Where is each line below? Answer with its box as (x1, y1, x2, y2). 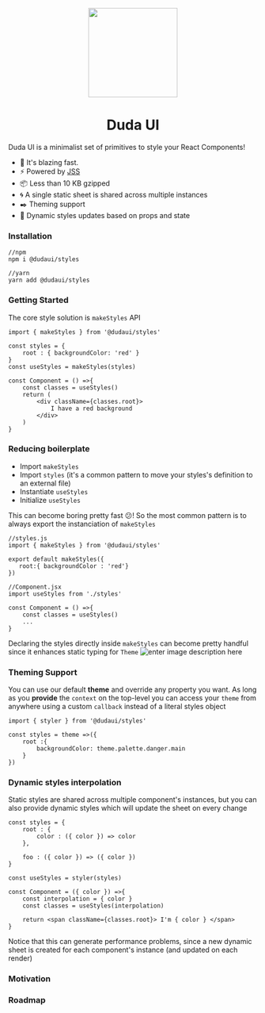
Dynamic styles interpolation (8, 777, 122, 789)
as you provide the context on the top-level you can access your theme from (8, 693, 257, 703)
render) (8, 954, 33, 963)
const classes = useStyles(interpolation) (22, 902, 165, 910)
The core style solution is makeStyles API (8, 313, 141, 322)
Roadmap (8, 995, 46, 1006)
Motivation (8, 973, 51, 984)
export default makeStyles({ (8, 555, 104, 563)
